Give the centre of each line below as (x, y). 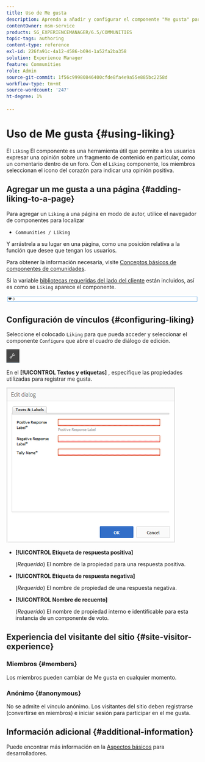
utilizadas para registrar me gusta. (49, 379)
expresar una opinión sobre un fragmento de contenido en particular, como (101, 157)
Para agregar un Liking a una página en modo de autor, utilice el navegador (102, 214)
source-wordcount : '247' (38, 90)
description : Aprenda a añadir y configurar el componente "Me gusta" (98, 19)
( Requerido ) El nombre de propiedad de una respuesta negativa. (96, 588)
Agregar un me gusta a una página (73, 189)
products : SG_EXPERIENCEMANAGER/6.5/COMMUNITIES (69, 32)
